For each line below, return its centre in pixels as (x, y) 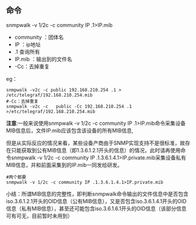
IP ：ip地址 (27, 44)
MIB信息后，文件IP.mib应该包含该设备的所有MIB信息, (70, 130)
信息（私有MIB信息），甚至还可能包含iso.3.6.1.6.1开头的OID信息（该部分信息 (97, 208)
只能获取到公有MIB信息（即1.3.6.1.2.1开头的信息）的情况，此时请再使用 (96, 150)
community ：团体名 (39, 37)
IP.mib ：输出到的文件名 (43, 59)
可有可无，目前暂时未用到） (39, 216)
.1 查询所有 (27, 52)
